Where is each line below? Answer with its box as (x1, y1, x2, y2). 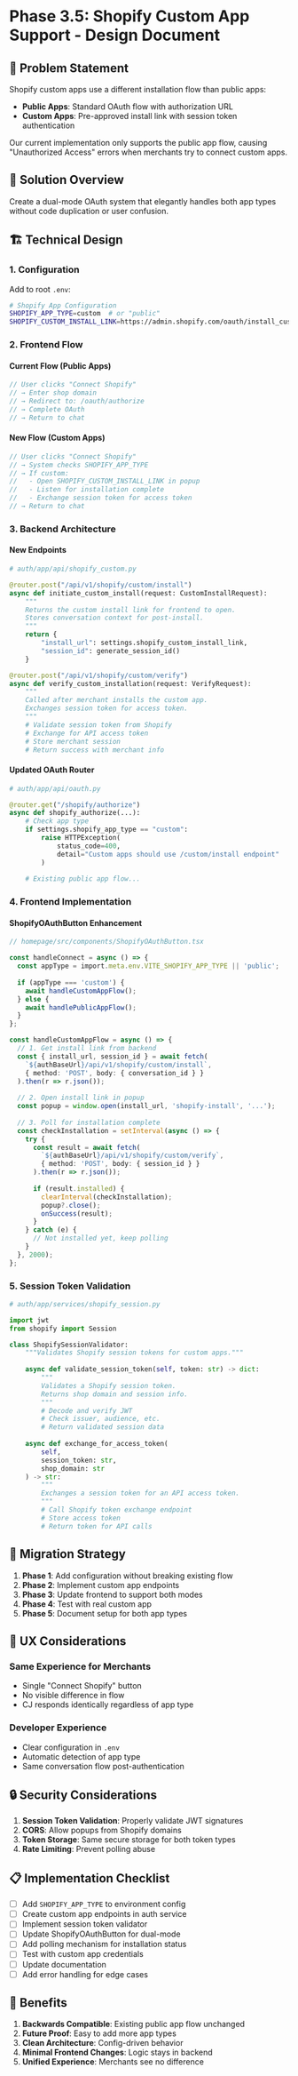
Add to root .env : (9, 283, 71, 294)
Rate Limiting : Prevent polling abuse (21, 1844, 156, 1855)
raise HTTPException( (41, 834, 122, 842)
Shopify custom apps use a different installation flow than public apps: (9, 84, 267, 94)
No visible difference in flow (21, 1690, 125, 1701)
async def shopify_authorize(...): (9, 809, 141, 818)
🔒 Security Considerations (9, 1787, 158, 1802)
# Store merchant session (25, 737, 122, 746)
